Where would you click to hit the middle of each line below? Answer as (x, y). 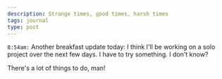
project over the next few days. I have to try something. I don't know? (108, 54)
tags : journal (28, 20)
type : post (23, 27)
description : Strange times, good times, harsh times (88, 14)
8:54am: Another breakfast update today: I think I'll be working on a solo (111, 47)
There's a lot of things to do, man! (56, 68)
